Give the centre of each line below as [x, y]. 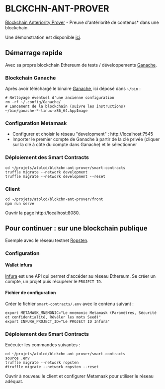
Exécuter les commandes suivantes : [43, 345]
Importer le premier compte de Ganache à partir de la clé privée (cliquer [86, 139]
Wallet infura [19, 265]
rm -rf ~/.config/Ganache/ [33, 102]
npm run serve [20, 203]
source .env [17, 358]
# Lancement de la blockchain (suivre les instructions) [65, 107]
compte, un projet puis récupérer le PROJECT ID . [54, 281]
